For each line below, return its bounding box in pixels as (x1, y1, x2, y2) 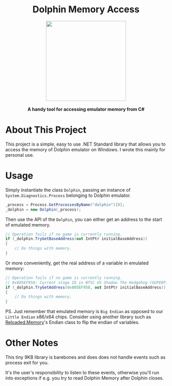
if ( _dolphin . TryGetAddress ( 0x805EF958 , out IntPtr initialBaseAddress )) (5, 285, 166, 290)
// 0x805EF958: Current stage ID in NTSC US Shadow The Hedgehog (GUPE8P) (5, 280, 168, 285)
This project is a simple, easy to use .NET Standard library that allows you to (5, 141, 166, 147)
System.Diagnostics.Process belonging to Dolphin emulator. (5, 192, 131, 198)
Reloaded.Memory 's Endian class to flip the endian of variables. (5, 319, 140, 326)
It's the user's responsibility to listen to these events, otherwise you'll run (5, 370, 160, 376)
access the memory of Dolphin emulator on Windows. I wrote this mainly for (5, 146, 165, 152)
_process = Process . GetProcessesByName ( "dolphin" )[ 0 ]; (5, 202, 125, 207)
